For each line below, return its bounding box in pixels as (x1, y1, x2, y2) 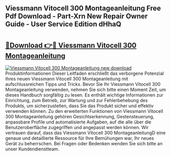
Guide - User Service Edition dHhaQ (5, 20, 121, 28)
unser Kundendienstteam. (5, 146, 60, 152)
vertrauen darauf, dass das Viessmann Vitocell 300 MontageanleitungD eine (5, 130, 166, 136)
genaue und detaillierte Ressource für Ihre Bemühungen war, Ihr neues (5, 135, 154, 141)
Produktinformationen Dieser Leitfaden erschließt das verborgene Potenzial (5, 71, 164, 76)
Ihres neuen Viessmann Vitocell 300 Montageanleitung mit (5, 76, 129, 82)
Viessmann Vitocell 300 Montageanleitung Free (5, 4, 161, 13)
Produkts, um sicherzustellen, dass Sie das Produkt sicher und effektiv (5, 103, 154, 109)
